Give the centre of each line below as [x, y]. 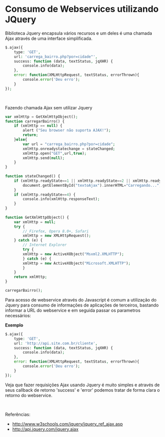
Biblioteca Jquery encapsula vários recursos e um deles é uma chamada [79, 33]
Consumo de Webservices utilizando [82, 9]
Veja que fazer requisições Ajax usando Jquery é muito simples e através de [82, 385]
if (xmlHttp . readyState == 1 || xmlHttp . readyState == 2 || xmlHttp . [82, 181]
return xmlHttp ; [31, 277]
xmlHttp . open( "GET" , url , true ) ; [55, 153]
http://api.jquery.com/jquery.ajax [45, 429]
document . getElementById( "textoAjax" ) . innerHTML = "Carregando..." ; [92, 185]
